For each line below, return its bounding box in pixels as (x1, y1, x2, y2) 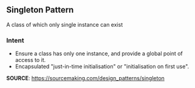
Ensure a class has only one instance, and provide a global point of (15, 50, 183, 57)
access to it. (15, 56, 46, 64)
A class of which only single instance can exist (6, 21, 123, 28)
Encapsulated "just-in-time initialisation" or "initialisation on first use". (15, 63, 190, 70)
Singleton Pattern (6, 5, 74, 15)
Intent (6, 36, 24, 44)
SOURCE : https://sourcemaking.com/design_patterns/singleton (6, 75, 165, 82)
